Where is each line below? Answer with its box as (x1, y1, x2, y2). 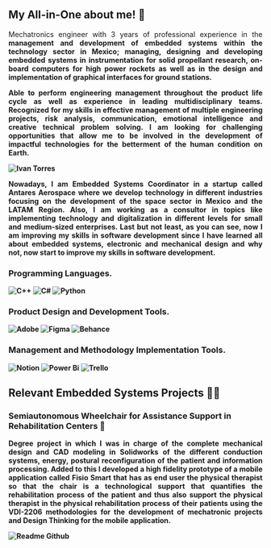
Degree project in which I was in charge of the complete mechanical (8, 438, 263, 448)
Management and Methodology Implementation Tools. (8, 344, 226, 355)
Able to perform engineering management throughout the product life (8, 88, 263, 98)
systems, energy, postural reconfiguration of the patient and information (8, 456, 263, 466)
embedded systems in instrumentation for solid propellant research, (8, 55, 248, 64)
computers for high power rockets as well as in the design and (31, 64, 263, 73)
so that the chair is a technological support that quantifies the (8, 481, 263, 492)
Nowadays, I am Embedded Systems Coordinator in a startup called (8, 179, 263, 189)
